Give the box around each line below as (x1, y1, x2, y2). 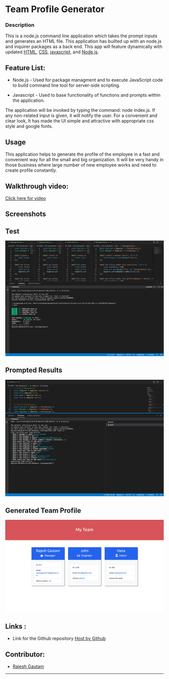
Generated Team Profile (5, 506, 81, 515)
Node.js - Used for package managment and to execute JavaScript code (12, 77, 163, 83)
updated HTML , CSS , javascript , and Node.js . (5, 49, 99, 55)
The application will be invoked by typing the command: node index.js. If (5, 107, 155, 113)
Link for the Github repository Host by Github (12, 636, 106, 642)
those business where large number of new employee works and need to (5, 162, 157, 168)
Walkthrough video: (5, 182, 69, 190)
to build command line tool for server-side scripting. (12, 82, 121, 89)
